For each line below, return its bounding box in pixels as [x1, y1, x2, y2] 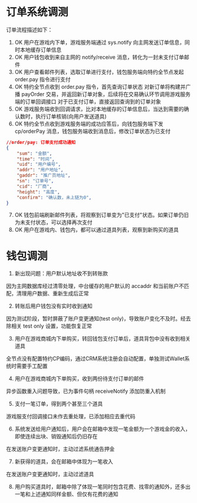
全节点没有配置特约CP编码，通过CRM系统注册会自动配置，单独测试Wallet [6, 355, 185, 362]
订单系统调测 [6, 5, 69, 19]
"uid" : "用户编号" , [17, 161, 61, 168]
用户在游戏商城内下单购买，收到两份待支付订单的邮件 [14, 375, 145, 382]
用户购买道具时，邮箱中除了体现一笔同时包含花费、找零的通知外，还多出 [14, 483, 191, 491]
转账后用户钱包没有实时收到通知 [14, 303, 93, 310]
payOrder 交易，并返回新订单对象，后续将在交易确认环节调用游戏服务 [21, 90, 191, 98]
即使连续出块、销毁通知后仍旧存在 [14, 433, 98, 440]
